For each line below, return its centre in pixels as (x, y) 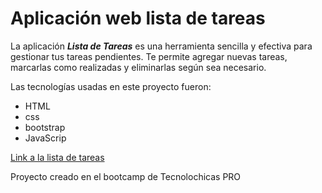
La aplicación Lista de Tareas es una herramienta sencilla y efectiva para (161, 46)
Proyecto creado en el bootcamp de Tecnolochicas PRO (126, 176)
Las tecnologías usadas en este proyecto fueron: (111, 86)
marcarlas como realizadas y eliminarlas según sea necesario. (138, 67)
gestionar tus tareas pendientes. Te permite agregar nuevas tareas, (149, 56)
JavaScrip (45, 138)
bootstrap (45, 127)
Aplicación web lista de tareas (138, 18)
